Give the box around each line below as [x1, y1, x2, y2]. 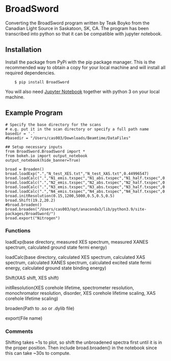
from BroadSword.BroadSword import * [5, 148, 85, 154]
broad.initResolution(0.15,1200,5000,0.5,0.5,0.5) [5, 193, 115, 198]
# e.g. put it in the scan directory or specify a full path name [5, 127, 149, 132]
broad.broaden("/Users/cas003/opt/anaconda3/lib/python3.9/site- [5, 206, 147, 212]
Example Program [5, 109, 63, 117]
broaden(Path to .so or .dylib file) [5, 305, 75, 311]
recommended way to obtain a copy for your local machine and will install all [5, 64, 166, 70]
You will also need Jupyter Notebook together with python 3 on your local [5, 88, 160, 95]
